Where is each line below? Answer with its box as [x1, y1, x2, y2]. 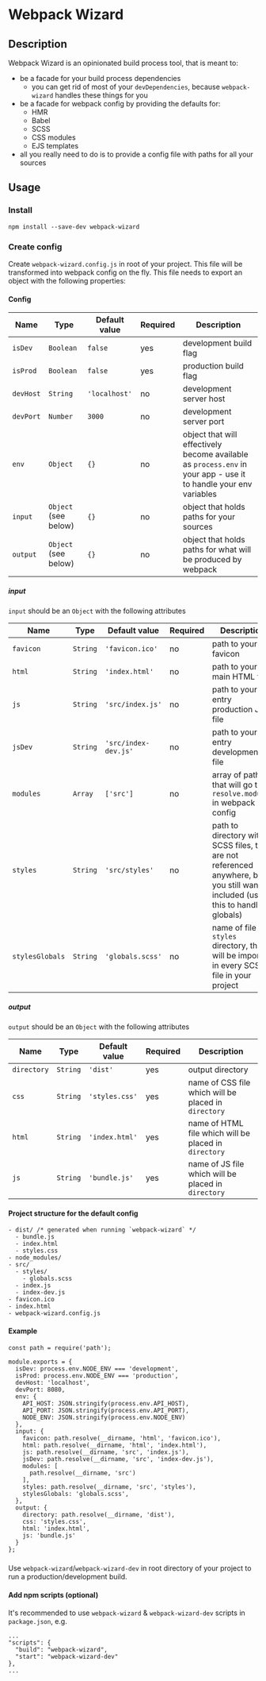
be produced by [182, 554, 242, 565]
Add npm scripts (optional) [8, 1590, 99, 1600]
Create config [8, 241, 63, 252]
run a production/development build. [8, 1572, 128, 1582]
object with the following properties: [8, 276, 127, 285]
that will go [212, 780, 253, 791]
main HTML [212, 671, 256, 682]
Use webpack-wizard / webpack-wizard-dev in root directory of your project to [8, 1563, 252, 1573]
